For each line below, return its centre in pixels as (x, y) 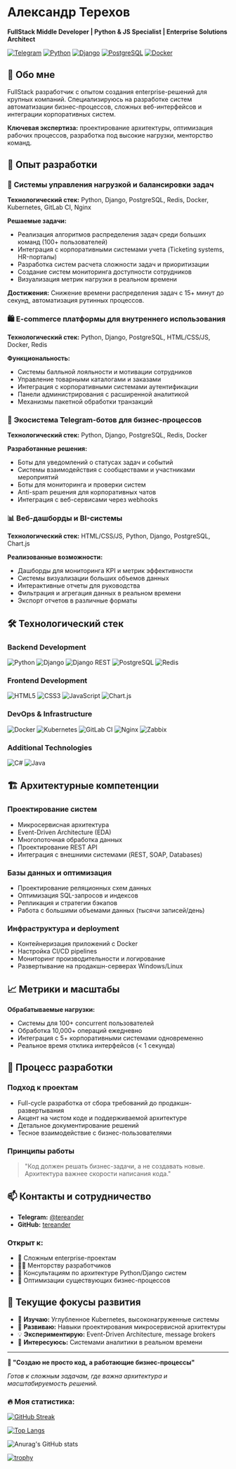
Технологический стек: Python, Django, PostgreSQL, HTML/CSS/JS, (109, 337)
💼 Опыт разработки (52, 165)
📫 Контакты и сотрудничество (79, 1197)
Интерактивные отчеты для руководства (79, 586)
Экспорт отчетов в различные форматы (77, 600)
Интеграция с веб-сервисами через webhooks (87, 500)
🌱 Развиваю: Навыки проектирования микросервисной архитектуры (122, 1326)
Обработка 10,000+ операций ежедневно (80, 1030)
